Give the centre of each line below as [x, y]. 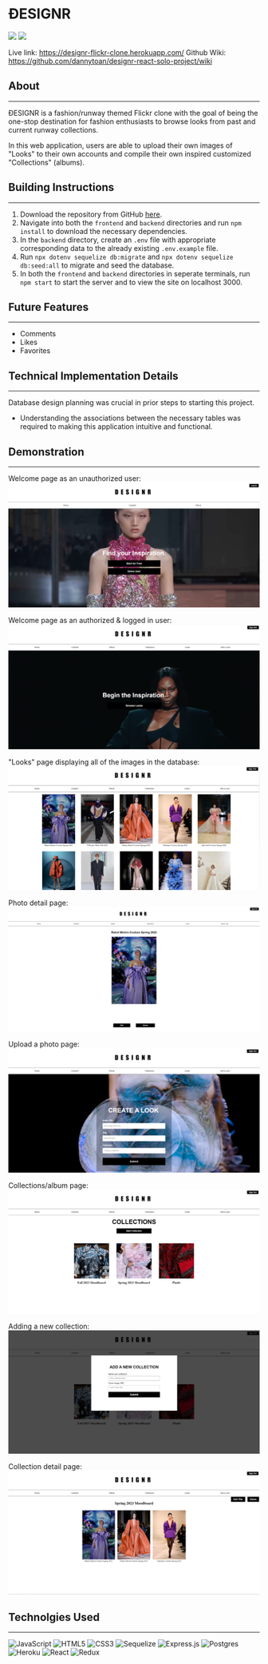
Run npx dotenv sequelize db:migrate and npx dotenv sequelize [126, 256]
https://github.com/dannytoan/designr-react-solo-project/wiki [110, 61]
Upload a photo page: [44, 1044]
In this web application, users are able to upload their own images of [120, 145]
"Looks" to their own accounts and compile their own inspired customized [130, 153]
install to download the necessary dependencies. [103, 231]
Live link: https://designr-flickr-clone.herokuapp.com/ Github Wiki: [117, 52]
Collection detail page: [45, 1467]
